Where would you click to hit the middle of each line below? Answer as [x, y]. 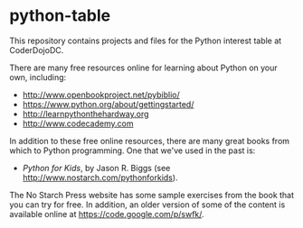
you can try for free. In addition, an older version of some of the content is [147, 205]
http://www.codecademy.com [78, 123]
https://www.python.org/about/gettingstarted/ [108, 104]
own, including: [38, 77]
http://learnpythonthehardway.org [85, 114]
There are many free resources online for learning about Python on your [143, 68]
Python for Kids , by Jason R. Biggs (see [96, 168]
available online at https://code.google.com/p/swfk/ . [107, 214]
